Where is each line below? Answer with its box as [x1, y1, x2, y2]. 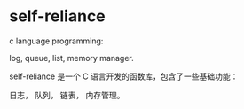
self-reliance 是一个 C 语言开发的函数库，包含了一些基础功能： [9, 71, 239, 82]
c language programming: [9, 35, 104, 46]
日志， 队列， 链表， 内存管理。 [9, 90, 125, 100]
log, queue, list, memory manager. [9, 52, 135, 63]
